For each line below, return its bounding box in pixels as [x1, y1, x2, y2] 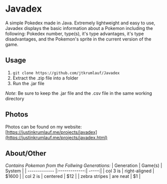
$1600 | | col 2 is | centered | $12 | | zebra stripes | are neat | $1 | [5, 173, 141, 179]
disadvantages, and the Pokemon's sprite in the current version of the [5, 36, 151, 42]
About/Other [5, 149, 47, 158]
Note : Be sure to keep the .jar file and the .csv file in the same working [5, 90, 152, 96]
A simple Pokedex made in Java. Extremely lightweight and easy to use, [5, 20, 156, 26]
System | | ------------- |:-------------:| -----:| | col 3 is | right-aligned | [5, 168, 155, 174]
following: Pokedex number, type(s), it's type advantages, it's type [5, 30, 144, 36]
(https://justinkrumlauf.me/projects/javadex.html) [5, 134, 108, 140]
